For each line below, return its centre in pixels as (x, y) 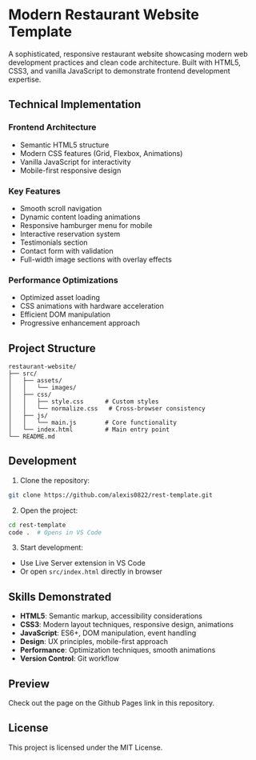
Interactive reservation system (70, 234)
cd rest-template (37, 525)
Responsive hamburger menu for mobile (86, 225)
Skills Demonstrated (60, 596)
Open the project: (49, 510)
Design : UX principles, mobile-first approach (94, 642)
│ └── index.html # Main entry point (89, 430)
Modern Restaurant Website (104, 15)
